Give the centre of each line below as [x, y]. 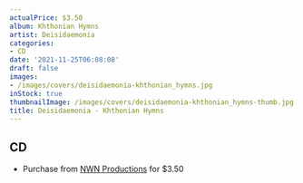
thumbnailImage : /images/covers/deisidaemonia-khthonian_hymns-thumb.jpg [152, 102]
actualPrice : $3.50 [46, 18]
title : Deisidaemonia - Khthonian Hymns [87, 111]
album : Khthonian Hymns [54, 26]
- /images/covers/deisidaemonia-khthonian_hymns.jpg [111, 85]
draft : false [34, 69]
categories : [32, 43]
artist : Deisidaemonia [52, 34]
